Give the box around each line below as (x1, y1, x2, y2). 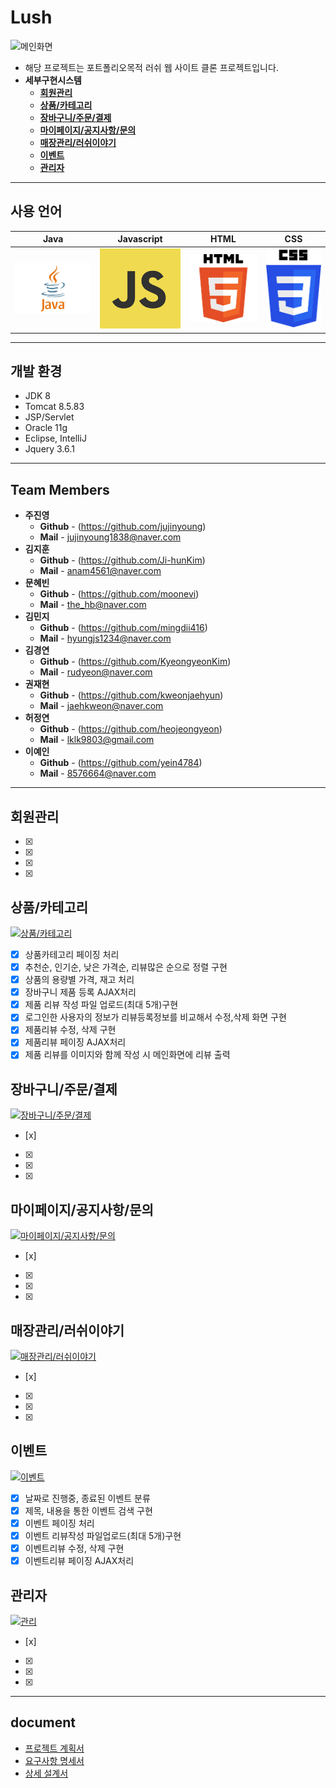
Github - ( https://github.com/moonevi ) (39, 588, 200, 600)
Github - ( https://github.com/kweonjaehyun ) (39, 689, 224, 701)
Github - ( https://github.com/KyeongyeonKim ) (39, 656, 232, 668)
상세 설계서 (24, 1767, 69, 1779)
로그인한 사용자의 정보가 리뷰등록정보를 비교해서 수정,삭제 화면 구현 (24, 1011, 287, 1023)
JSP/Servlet (24, 411, 75, 423)
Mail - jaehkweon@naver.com (39, 700, 164, 712)
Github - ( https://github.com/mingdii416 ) (39, 622, 208, 634)
